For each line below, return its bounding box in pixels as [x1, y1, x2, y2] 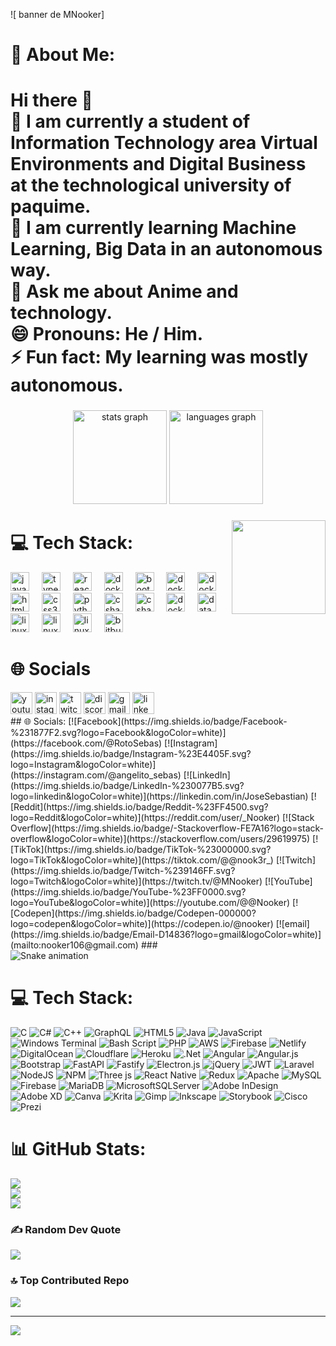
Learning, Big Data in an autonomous [10, 238, 323, 261]
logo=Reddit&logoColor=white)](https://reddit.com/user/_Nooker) [10, 812, 281, 824]
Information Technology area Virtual [10, 132, 318, 154]
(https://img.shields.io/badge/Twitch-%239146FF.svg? [10, 865, 236, 877]
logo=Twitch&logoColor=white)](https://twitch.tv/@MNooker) [10, 875, 263, 888]
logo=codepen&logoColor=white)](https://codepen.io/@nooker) [10, 918, 274, 930]
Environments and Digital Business [10, 153, 307, 176]
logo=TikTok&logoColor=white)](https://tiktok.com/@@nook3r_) [10, 854, 274, 866]
